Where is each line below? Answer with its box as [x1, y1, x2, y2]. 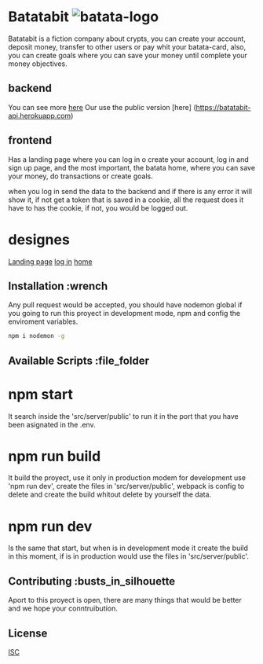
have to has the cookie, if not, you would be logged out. [8, 203, 188, 212]
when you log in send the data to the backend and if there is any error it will [8, 186, 253, 196]
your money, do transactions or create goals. [8, 171, 153, 181]
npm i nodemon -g [8, 332, 65, 340]
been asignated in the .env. [8, 420, 96, 429]
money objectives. [8, 59, 68, 68]
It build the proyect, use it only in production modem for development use [8, 473, 246, 482]
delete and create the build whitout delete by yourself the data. [8, 490, 212, 499]
